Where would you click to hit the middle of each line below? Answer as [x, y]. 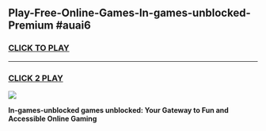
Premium [31, 26]
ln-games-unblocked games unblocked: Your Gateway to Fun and [119, 110]
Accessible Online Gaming [53, 118]
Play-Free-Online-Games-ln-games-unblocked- [129, 13]
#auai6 [73, 26]
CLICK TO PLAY [39, 48]
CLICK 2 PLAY [36, 78]
